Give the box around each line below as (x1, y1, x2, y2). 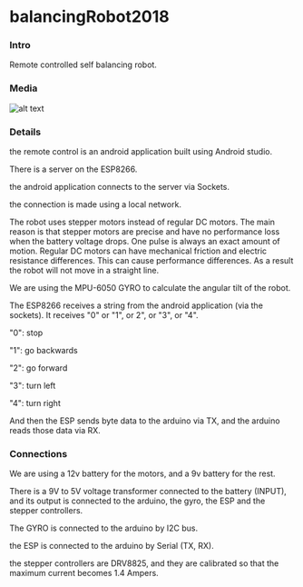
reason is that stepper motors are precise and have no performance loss (9, 226, 280, 237)
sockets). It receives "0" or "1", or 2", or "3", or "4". (9, 310, 199, 321)
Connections (9, 448, 68, 460)
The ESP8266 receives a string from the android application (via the (9, 300, 263, 311)
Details (9, 125, 42, 138)
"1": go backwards (9, 345, 79, 356)
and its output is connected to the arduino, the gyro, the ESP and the (9, 495, 266, 506)
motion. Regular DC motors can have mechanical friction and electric (9, 245, 268, 256)
